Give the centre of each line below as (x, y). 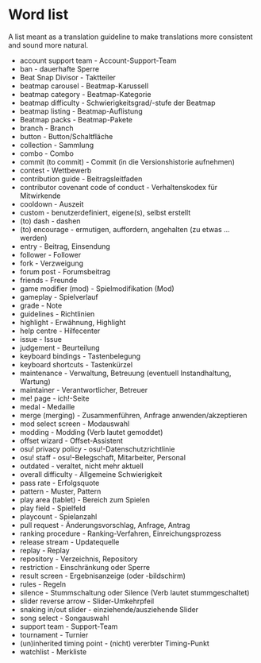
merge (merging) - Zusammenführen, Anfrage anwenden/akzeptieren (133, 415)
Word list (38, 15)
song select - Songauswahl (64, 618)
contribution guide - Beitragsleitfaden (81, 178)
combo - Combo (46, 153)
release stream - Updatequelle (69, 541)
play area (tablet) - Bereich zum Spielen (85, 499)
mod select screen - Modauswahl (75, 424)
